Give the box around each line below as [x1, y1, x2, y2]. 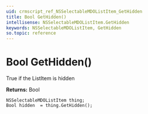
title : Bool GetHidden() [6, 14, 67, 20]
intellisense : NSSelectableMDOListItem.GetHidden [6, 19, 130, 25]
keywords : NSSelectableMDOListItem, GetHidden [6, 25, 122, 31]
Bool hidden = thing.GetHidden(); [6, 103, 93, 109]
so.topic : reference [6, 30, 57, 36]
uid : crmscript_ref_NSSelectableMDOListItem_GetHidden [6, 8, 143, 15]
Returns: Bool [6, 86, 40, 94]
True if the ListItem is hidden [6, 75, 75, 82]
